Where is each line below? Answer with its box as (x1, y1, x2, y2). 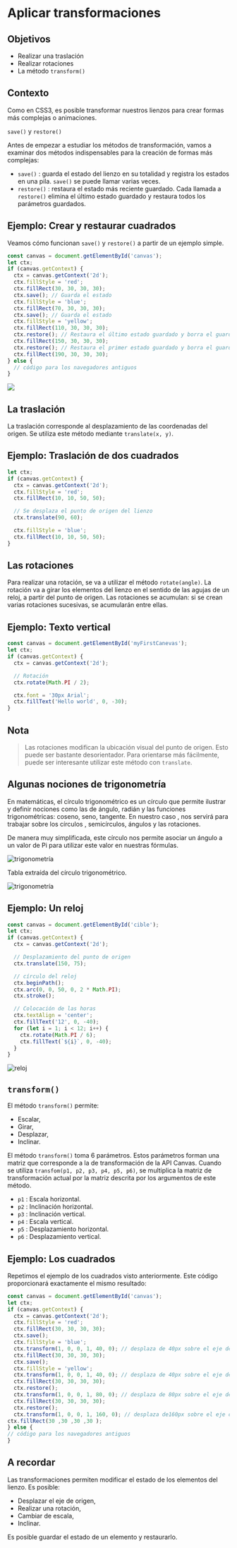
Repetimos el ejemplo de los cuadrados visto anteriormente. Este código (7, 1271, 219, 1280)
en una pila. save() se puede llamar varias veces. (17, 176, 161, 185)
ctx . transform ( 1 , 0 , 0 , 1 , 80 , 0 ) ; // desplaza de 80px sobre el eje (13, 1391, 223, 1398)
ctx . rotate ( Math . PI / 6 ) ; (20, 1031, 97, 1038)
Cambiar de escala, (17, 1511, 74, 1520)
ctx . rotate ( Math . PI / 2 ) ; (13, 679, 90, 686)
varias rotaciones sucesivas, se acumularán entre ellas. (7, 601, 168, 609)
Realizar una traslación (17, 52, 85, 60)
